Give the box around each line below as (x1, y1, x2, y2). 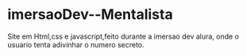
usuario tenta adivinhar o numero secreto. (7, 39, 145, 49)
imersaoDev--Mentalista (7, 6, 173, 24)
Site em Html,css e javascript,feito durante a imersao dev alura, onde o (7, 32, 240, 41)
